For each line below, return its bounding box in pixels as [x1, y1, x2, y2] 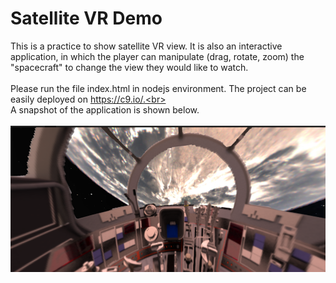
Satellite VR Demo [10, 7, 163, 30]
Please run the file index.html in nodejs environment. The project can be [10, 82, 307, 94]
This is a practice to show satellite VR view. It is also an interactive [10, 40, 283, 52]
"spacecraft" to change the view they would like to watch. [10, 61, 249, 73]
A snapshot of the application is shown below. [10, 103, 200, 116]
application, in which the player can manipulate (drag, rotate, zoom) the [10, 50, 305, 62]
